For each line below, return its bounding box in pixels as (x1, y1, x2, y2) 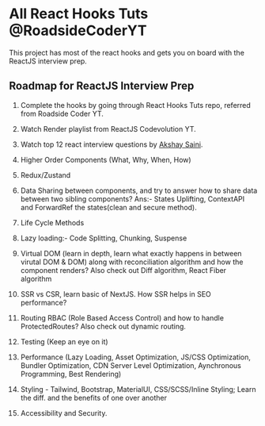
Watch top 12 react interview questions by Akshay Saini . (20, 140, 203, 149)
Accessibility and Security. (20, 408, 108, 417)
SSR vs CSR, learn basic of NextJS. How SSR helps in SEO (20, 289, 212, 298)
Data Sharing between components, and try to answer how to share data (20, 186, 258, 195)
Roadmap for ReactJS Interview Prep (9, 79, 195, 93)
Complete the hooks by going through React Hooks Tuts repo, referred (20, 100, 252, 109)
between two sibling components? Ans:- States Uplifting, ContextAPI (20, 194, 245, 203)
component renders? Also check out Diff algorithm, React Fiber (20, 265, 227, 274)
